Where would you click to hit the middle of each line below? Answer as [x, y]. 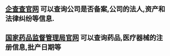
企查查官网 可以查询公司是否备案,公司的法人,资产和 [85, 9]
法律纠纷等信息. [30, 19]
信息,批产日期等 [37, 47]
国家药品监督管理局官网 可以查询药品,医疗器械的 [81, 37]
